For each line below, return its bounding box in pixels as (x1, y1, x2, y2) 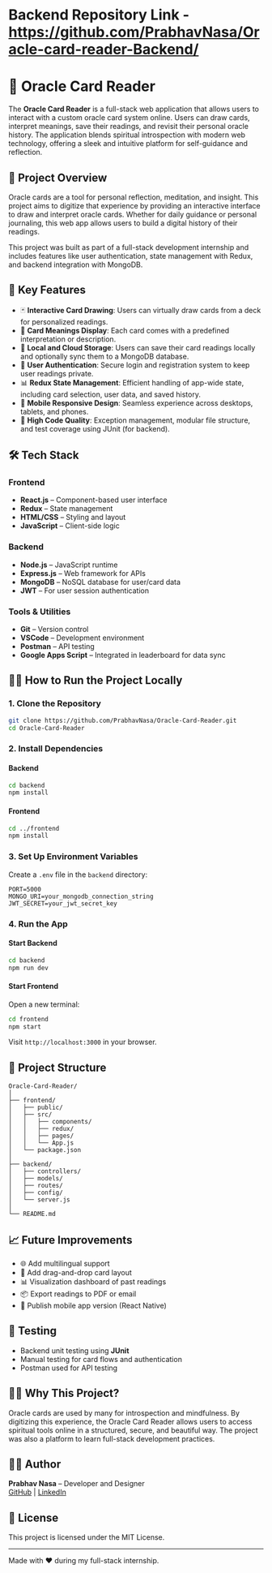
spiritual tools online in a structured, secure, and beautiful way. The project (8, 1425, 258, 1435)
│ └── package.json (8, 1146, 82, 1154)
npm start (8, 1022, 42, 1031)
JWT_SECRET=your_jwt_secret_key (8, 899, 117, 908)
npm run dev (8, 964, 49, 972)
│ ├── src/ (8, 1111, 53, 1119)
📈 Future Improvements (8, 1233, 133, 1247)
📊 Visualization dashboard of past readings (19, 1277, 167, 1287)
